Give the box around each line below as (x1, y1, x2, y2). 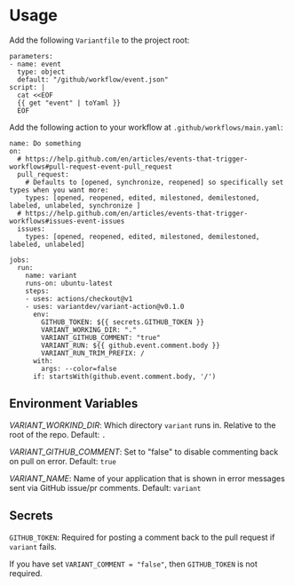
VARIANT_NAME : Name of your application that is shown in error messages (9, 472, 286, 484)
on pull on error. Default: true (9, 455, 117, 466)
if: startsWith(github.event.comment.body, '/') (32, 372, 217, 381)
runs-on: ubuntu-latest (25, 279, 114, 288)
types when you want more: (9, 186, 109, 194)
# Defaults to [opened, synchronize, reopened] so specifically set (25, 178, 284, 186)
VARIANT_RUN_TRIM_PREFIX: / (41, 348, 145, 358)
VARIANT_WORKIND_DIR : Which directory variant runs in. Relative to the (9, 419, 276, 431)
